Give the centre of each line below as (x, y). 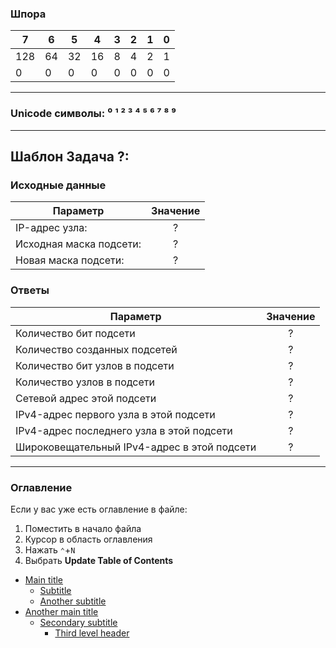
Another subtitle (73, 601)
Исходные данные (58, 185)
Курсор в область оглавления (88, 539)
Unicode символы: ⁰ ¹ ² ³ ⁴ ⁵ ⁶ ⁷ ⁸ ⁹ (93, 114)
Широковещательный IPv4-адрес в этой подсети (136, 447)
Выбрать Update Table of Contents (99, 560)
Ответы (30, 290)
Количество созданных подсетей (96, 349)
